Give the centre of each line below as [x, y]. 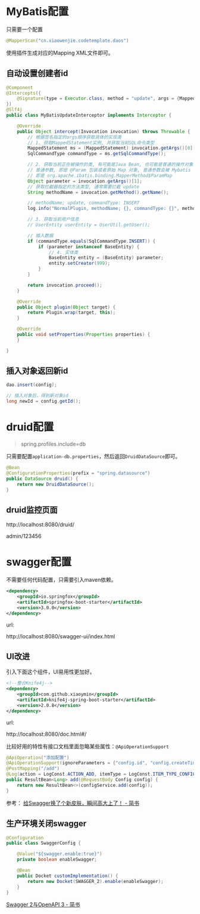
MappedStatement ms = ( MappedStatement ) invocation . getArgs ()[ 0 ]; [112, 148]
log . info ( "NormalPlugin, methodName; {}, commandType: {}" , [104, 209]
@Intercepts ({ [24, 93]
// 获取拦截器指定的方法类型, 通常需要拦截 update [84, 187]
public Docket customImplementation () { [68, 876]
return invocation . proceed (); [65, 285]
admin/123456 [24, 536]
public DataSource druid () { [42, 478]
